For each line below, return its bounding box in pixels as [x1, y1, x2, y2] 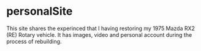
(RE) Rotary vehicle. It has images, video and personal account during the [6, 31, 192, 38]
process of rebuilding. [6, 37, 63, 45]
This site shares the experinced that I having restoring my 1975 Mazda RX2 [6, 25, 195, 32]
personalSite [6, 4, 73, 18]
